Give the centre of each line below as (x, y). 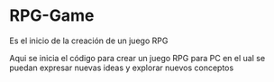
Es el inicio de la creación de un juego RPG (89, 41)
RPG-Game (52, 16)
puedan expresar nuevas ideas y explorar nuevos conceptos (122, 68)
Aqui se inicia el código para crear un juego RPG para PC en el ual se (137, 58)
